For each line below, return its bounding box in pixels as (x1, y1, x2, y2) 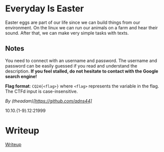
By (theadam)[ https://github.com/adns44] (5, 98, 92, 104)
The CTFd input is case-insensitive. (5, 88, 78, 94)
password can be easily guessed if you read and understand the (5, 63, 138, 69)
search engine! (5, 73, 37, 79)
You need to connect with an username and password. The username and (5, 58, 158, 64)
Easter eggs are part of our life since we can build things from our (5, 19, 141, 25)
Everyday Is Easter (5, 3, 84, 14)
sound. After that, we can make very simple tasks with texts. (5, 30, 129, 36)
